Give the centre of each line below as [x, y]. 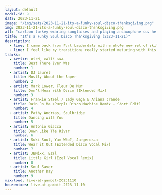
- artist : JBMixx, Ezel [33, 153]
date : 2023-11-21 [22, 18]
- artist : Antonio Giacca [35, 126]
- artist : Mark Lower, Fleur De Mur [46, 86]
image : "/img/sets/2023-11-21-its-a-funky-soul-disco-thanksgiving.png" [80, 23]
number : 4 [24, 109]
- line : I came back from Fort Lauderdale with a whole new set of [79, 45]
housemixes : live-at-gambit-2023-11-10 [45, 185]
